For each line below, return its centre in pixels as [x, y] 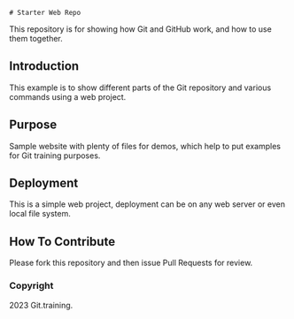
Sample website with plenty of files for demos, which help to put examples [145, 146]
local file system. [40, 214]
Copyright [31, 285]
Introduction [44, 66]
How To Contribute [62, 242]
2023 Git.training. [41, 305]
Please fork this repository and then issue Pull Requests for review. [131, 263]
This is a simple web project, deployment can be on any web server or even [147, 204]
